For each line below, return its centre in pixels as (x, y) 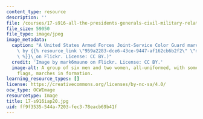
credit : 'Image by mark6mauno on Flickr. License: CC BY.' (88, 62)
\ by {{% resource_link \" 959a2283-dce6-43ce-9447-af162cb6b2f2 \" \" (107, 51)
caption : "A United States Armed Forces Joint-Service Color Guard (98, 46)
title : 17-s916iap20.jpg (37, 101)
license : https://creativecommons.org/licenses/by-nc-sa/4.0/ (86, 85)
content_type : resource (36, 12)
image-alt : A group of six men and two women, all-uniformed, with (98, 68)
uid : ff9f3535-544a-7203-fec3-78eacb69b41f (62, 107)
